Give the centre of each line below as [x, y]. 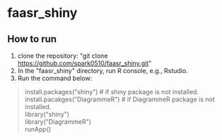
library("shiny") [47, 114]
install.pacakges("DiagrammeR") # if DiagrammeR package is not [119, 99]
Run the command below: [55, 78]
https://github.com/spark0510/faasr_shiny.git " [84, 63]
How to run [32, 39]
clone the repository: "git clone [63, 56]
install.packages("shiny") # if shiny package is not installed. [112, 92]
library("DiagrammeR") [58, 122]
